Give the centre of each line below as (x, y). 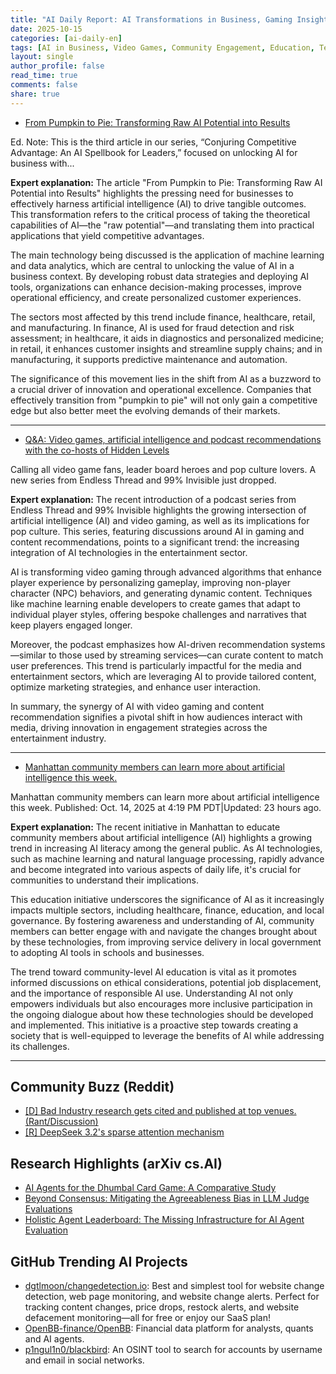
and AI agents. (54, 1339)
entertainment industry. (58, 738)
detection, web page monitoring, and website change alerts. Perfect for (172, 1297)
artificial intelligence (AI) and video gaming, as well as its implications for (160, 520)
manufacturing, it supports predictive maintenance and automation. (149, 359)
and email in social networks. (84, 1360)
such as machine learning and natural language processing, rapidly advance (167, 858)
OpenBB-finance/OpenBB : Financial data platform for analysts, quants (169, 1328)
